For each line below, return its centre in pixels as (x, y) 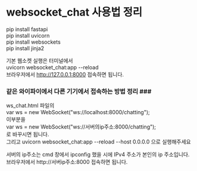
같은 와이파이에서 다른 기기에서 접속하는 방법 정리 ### (79, 91)
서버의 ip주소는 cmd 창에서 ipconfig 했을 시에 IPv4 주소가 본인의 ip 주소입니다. (98, 155)
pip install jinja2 (25, 48)
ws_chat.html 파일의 (30, 106)
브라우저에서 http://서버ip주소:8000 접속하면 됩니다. (67, 162)
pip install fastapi (27, 29)
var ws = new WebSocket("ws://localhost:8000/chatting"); (78, 112)
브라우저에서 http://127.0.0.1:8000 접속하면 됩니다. (65, 74)
